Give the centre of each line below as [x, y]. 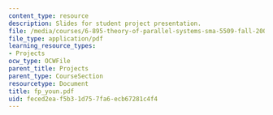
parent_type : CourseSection [56, 76]
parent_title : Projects [49, 69]
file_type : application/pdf [56, 38]
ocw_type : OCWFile [39, 62]
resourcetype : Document [49, 83]
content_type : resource [49, 16]
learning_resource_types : [52, 46]
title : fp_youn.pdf [41, 91]
